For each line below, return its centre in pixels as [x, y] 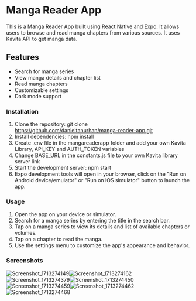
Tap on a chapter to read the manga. [59, 239]
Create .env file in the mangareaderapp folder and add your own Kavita [100, 143]
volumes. [25, 233]
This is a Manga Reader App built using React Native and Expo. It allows [93, 26]
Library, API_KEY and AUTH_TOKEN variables [69, 149]
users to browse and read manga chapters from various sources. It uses [93, 32]
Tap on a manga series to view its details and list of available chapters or [102, 227]
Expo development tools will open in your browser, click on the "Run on [100, 174]
